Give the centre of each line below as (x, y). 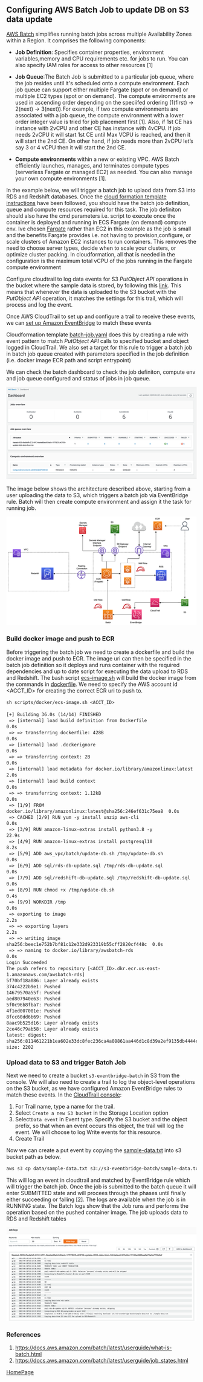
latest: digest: (27, 1035)
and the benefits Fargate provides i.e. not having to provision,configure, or (99, 235)
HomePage (20, 1372)
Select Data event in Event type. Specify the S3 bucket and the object (101, 1119)
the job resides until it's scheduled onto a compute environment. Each (102, 83)
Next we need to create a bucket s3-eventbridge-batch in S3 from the (93, 1075)
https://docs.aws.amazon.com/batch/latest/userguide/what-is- (93, 1348)
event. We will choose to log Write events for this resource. (88, 1132)
